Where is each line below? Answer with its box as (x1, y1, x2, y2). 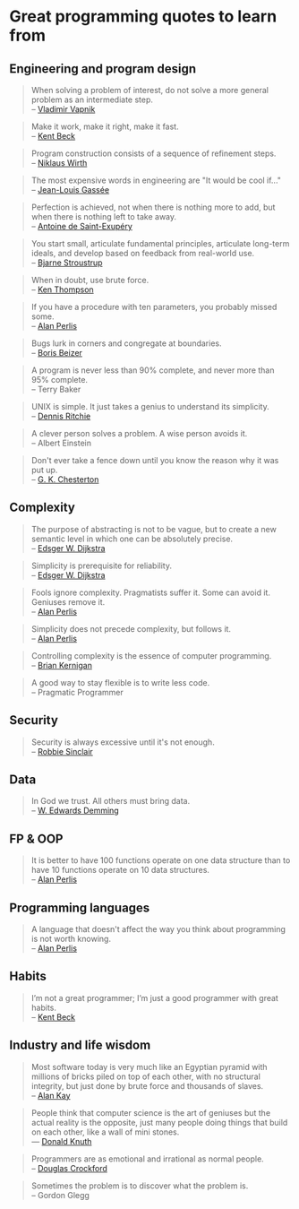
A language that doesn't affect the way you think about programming (30, 924, 286, 935)
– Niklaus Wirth (30, 158, 88, 168)
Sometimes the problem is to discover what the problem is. (30, 1180, 249, 1191)
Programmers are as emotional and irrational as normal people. (30, 1153, 264, 1164)
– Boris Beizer (30, 348, 83, 358)
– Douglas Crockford (30, 1162, 107, 1173)
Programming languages (9, 900, 150, 915)
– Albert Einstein (30, 437, 92, 448)
